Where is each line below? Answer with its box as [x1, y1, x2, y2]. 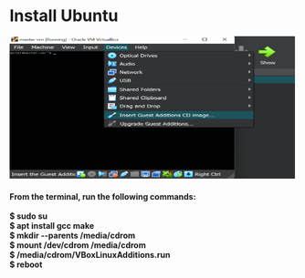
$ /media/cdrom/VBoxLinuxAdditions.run [9, 249, 171, 260]
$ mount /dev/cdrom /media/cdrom [9, 239, 146, 251]
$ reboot [9, 259, 43, 270]
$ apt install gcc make [9, 220, 95, 231]
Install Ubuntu [9, 5, 119, 26]
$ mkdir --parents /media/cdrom [9, 230, 136, 241]
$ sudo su [9, 211, 48, 221]
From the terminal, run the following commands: [9, 190, 196, 201]
